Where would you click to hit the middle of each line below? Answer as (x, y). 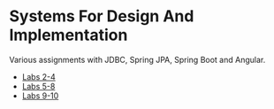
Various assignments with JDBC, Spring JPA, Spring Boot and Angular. (137, 59)
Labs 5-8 (38, 86)
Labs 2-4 (38, 76)
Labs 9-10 (40, 96)
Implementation (68, 35)
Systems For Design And (102, 16)
